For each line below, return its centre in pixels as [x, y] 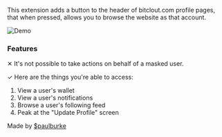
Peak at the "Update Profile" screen [68, 113]
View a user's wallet [46, 91]
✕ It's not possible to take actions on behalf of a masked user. [95, 64]
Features [22, 48]
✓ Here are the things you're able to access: [70, 77]
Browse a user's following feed [61, 105]
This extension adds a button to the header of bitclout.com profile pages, [111, 10]
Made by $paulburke [37, 126]
